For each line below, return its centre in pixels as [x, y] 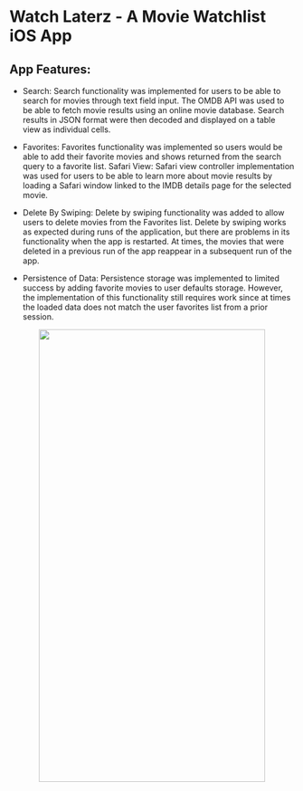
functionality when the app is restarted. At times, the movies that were [153, 241]
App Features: [50, 69]
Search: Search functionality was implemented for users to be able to [151, 91]
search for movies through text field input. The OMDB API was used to [153, 100]
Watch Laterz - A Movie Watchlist [138, 17]
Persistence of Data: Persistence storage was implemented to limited [151, 278]
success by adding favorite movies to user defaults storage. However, [152, 288]
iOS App [41, 36]
